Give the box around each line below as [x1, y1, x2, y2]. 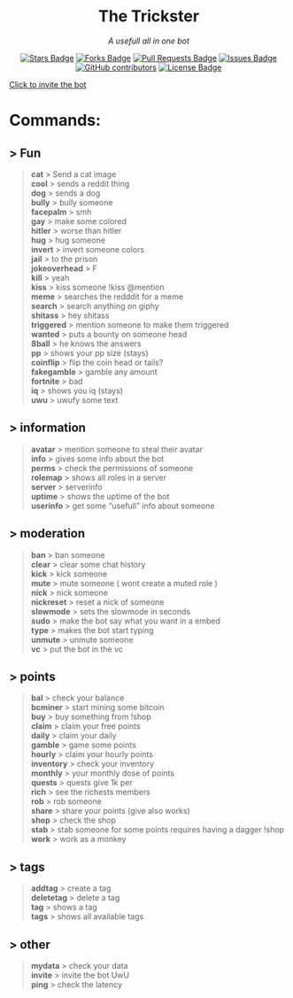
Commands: [9, 111, 102, 130]
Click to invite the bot [9, 79, 87, 89]
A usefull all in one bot [107, 35, 190, 46]
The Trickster [97, 6, 200, 27]
